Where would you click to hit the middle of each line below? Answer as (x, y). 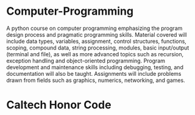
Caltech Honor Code (59, 105)
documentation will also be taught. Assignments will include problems (94, 73)
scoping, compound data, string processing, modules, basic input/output (98, 48)
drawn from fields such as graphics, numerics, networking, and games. (96, 80)
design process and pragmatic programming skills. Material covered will (97, 34)
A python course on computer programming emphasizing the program (94, 28)
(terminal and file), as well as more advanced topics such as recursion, (95, 54)
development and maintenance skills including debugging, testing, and (95, 67)
